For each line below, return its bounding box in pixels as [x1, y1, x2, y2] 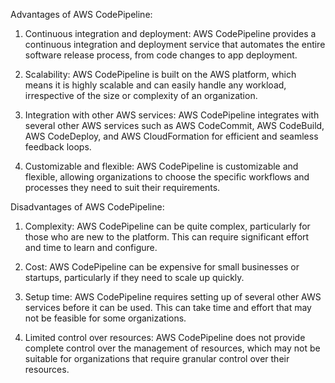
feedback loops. [24, 141, 92, 153]
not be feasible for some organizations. [24, 312, 187, 324]
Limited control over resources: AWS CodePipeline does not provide [24, 332, 306, 343]
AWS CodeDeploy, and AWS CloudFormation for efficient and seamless [24, 130, 319, 142]
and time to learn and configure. [24, 242, 158, 253]
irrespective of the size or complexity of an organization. [24, 90, 258, 101]
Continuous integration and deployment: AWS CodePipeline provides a [24, 28, 317, 39]
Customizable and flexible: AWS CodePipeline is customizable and [24, 160, 299, 172]
